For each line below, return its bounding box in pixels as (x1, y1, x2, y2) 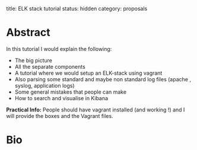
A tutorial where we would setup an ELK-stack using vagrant (14, 69, 163, 76)
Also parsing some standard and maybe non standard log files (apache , (14, 75, 192, 82)
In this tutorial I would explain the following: (6, 45, 112, 52)
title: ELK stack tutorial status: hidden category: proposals (6, 5, 148, 12)
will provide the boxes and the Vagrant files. (6, 112, 114, 119)
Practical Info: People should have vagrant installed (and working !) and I (6, 106, 185, 113)
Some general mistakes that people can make (14, 88, 126, 95)
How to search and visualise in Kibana (14, 94, 109, 101)
